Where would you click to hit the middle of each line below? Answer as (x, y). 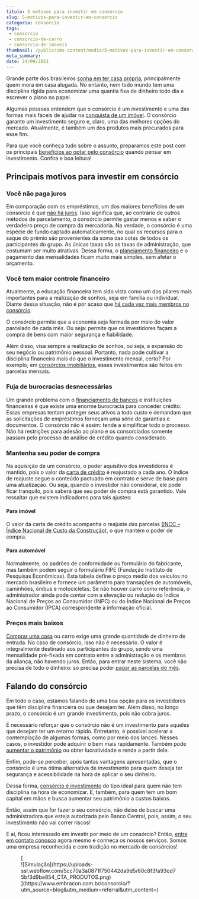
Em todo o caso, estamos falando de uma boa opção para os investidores (96, 701)
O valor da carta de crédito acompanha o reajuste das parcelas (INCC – (93, 524)
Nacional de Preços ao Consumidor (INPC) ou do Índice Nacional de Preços (99, 602)
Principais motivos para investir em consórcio (92, 177)
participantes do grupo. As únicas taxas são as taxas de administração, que (99, 245)
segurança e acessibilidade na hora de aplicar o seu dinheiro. (81, 774)
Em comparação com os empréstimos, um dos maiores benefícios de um (95, 207)
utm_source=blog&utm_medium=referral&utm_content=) (90, 889)
